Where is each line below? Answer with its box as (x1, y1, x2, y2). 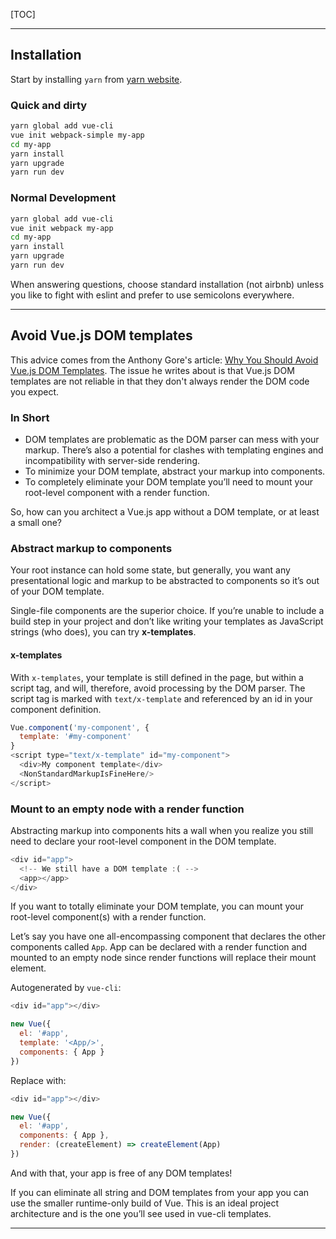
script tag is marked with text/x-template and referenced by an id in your (10, 692, 313, 704)
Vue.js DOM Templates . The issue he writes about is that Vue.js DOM (10, 364, 295, 376)
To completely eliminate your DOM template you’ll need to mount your (24, 476, 314, 488)
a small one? (10, 517, 63, 529)
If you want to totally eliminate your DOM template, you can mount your (10, 900, 305, 913)
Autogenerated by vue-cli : (10, 982, 122, 994)
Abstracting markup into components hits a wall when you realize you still (10, 824, 314, 836)
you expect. (10, 385, 60, 398)
